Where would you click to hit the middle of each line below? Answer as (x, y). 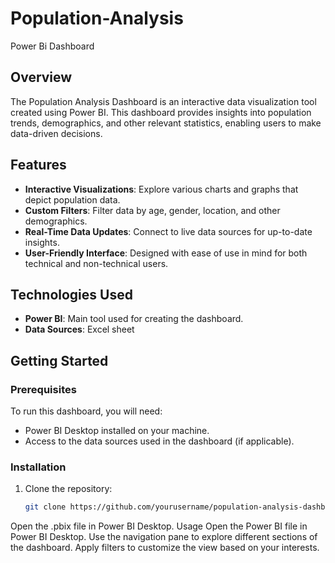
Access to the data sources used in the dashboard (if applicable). (159, 441)
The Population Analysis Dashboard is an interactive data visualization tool (163, 101)
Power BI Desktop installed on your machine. (117, 431)
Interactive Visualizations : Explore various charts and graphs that (161, 189)
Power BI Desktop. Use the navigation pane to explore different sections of (164, 537)
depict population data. (72, 199)
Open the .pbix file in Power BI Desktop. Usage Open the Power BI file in (159, 526)
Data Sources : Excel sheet (79, 329)
